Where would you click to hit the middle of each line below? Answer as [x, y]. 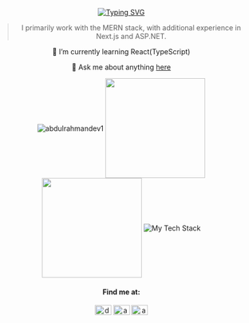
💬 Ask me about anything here [121, 67]
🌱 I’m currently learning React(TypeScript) [121, 51]
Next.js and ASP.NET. [131, 36]
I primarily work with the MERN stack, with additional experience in [131, 28]
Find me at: [121, 292]
